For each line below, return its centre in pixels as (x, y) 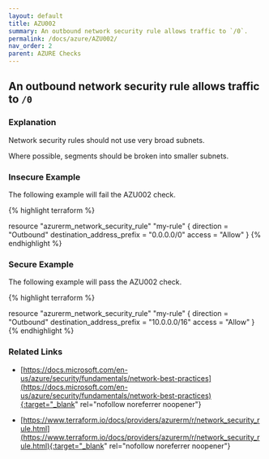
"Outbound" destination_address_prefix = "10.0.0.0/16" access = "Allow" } (132, 323)
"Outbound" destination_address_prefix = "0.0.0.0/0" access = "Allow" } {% (135, 234)
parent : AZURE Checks (45, 54)
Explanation (32, 123)
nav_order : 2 (30, 46)
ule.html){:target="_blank (62, 446)
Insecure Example (45, 177)
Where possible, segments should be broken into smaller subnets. (119, 156)
